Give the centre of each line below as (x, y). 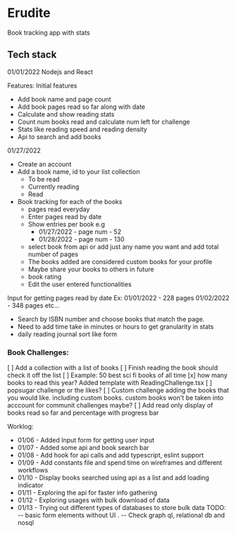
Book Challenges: (38, 352)
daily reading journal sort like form (67, 334)
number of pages (53, 254)
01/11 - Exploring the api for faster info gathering (87, 493)
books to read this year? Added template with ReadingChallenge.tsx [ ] (110, 383)
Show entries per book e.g (67, 224)
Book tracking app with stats (49, 32)
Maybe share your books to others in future (91, 269)
